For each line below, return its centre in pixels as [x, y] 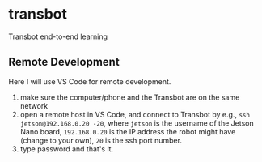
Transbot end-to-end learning [58, 36]
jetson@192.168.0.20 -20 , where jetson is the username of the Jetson [137, 123]
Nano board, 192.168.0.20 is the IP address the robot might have [128, 131]
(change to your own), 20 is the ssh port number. [101, 140]
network [34, 105]
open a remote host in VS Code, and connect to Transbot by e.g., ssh [135, 114]
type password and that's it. [67, 149]
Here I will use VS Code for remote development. [90, 81]
